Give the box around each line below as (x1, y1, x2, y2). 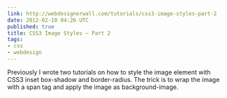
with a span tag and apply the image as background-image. (7, 83, 179, 91)
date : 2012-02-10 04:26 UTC (7, 17, 89, 24)
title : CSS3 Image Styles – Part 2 (7, 29, 111, 37)
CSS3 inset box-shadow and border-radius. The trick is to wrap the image (7, 75, 220, 83)
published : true (7, 23, 54, 30)
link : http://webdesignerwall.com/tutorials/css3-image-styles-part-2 (7, 10, 217, 17)
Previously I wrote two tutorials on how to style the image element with (7, 67, 211, 76)
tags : (7, 36, 23, 43)
